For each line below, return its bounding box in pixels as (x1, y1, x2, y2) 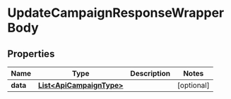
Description (130, 69, 171, 78)
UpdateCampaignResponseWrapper (7, 5, 225, 21)
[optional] (177, 81, 210, 90)
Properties (7, 48, 55, 60)
